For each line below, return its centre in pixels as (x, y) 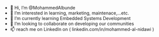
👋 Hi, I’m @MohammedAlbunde (43, 8)
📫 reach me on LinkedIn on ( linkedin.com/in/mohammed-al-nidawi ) (82, 29)
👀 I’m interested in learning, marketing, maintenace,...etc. (69, 13)
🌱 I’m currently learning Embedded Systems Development (70, 18)
